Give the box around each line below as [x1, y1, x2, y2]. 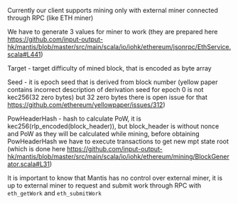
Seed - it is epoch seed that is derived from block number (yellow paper [7, 78, 218, 86]
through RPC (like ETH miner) [7, 14, 94, 22]
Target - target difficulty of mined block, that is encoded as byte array [7, 64, 212, 72]
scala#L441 [7, 50, 41, 58]
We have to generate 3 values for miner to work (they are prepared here [7, 28, 218, 36]
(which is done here [7, 145, 66, 153]
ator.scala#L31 [7, 160, 50, 168]
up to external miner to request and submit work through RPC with [7, 181, 202, 190]
